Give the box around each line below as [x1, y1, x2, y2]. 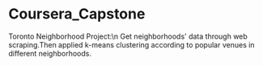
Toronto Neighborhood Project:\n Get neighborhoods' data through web [8, 31, 248, 41]
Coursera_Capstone [8, 5, 146, 23]
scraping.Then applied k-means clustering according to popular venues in [8, 39, 255, 49]
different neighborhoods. [8, 48, 91, 58]
